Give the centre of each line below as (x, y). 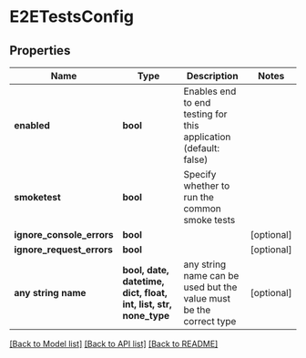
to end (197, 102)
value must (207, 298)
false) (196, 159)
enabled (32, 125)
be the (197, 310)
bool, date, (146, 270)
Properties (40, 51)
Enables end (210, 91)
